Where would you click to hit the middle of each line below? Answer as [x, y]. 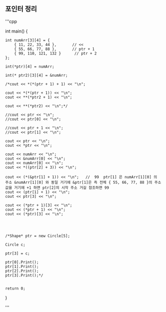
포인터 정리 [21, 9]
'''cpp [11, 21]
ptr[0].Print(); [22, 262]
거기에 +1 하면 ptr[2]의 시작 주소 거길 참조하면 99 [62, 188]
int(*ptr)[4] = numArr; [30, 67]
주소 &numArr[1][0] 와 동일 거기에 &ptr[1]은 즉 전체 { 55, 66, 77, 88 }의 [79, 182]
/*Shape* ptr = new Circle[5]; [38, 236]
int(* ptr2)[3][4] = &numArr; [37, 75]
